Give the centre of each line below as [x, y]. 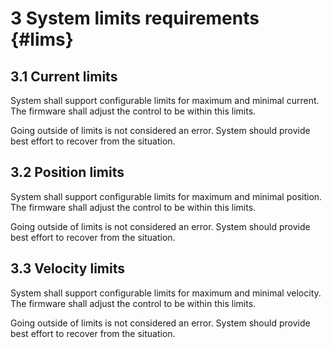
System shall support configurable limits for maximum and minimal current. [165, 100]
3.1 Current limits [64, 76]
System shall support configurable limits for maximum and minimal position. [166, 196]
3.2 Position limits [67, 172]
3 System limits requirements [135, 18]
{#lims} [42, 39]
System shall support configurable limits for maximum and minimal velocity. [166, 293]
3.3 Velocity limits [68, 268]
